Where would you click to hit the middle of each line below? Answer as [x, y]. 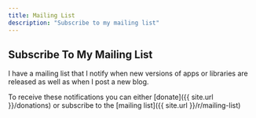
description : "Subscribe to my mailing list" [84, 23]
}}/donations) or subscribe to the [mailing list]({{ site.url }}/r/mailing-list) [124, 105]
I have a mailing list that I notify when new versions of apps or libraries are [128, 74]
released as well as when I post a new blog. [79, 82]
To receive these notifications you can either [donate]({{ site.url [111, 97]
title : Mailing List [42, 15]
